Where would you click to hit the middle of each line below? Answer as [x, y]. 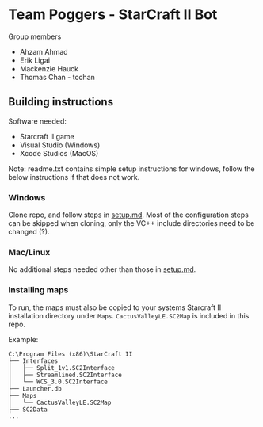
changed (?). [29, 232]
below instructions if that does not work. [74, 177]
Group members [35, 36]
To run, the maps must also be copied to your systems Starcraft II [115, 307]
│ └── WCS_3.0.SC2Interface [58, 382]
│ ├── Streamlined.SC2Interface [65, 375]
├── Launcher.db [35, 389]
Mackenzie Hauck [49, 68]
